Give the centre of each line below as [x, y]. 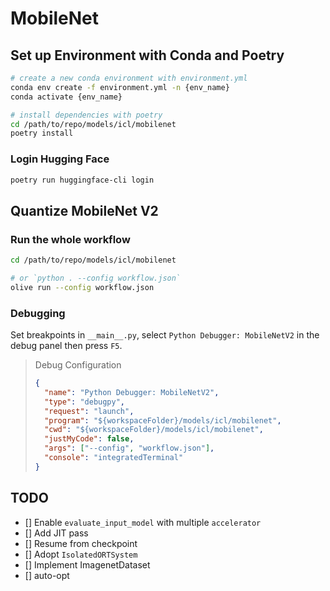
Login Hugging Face [60, 159]
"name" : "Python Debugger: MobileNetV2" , [132, 392]
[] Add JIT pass [56, 533]
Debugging [38, 313]
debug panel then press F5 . [66, 346]
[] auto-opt [47, 575]
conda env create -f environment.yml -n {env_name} [120, 87]
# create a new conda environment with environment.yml [129, 78]
